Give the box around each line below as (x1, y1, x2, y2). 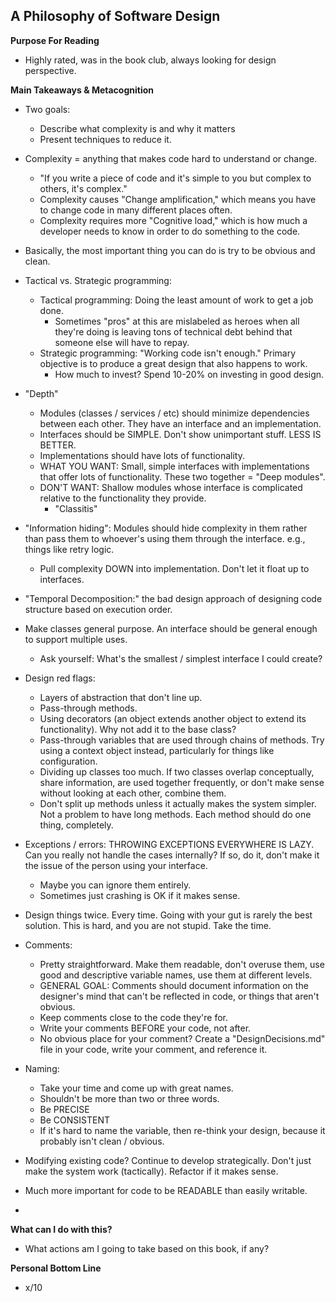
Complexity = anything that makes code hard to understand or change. (24, 152, 318, 164)
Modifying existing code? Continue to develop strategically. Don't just (24, 1154, 312, 1166)
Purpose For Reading (10, 34, 100, 46)
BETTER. (39, 439, 77, 451)
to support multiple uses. (24, 633, 128, 645)
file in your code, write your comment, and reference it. (39, 1043, 268, 1055)
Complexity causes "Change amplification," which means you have (39, 193, 317, 205)
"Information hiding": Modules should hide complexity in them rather (24, 522, 308, 534)
